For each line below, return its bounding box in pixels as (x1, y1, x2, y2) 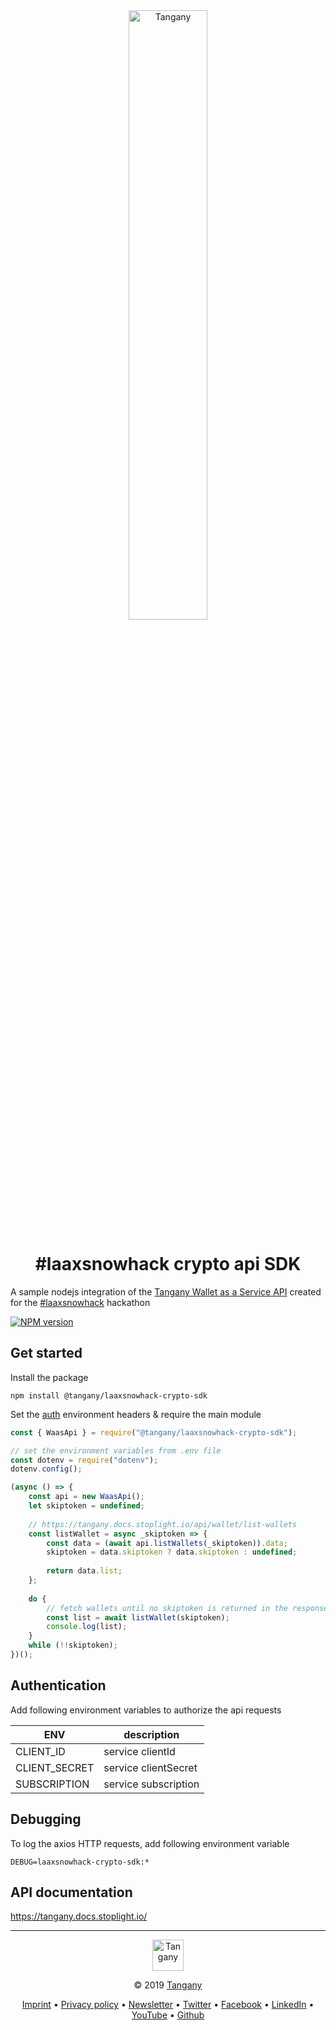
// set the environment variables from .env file (10, 1445, 222, 1456)
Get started (10, 1345, 83, 1362)
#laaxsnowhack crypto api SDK (34, 1253, 302, 1276)
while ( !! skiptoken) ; (28, 1640, 118, 1651)
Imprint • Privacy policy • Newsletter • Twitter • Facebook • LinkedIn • (21, 1999, 315, 2011)
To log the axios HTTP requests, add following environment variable (10, 1837, 290, 1849)
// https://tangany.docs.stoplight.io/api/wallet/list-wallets (28, 1519, 298, 1529)
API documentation (10, 1884, 133, 1901)
